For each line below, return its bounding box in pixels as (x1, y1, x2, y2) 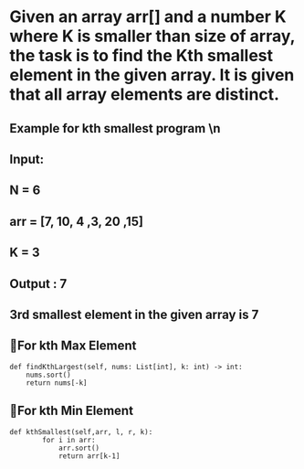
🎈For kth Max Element (9, 338, 137, 354)
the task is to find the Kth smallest (9, 46, 274, 66)
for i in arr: (42, 435, 96, 444)
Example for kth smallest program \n (9, 121, 221, 136)
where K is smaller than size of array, (9, 26, 295, 47)
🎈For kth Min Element (9, 403, 134, 419)
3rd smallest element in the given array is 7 (9, 306, 259, 322)
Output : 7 (9, 276, 68, 292)
